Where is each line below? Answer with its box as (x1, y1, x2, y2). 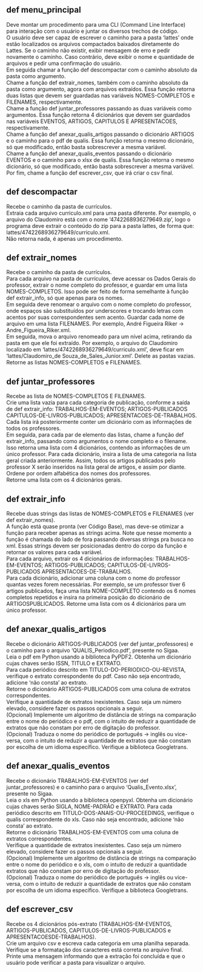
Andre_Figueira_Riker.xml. (6, 327, 72, 334)
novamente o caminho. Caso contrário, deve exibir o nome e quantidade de (6, 53, 195, 60)
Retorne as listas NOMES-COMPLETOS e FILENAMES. (6, 359, 142, 366)
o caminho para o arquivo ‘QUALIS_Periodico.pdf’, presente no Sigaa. (6, 646, 180, 654)
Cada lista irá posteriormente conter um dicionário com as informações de (6, 418, 192, 426)
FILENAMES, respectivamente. (6, 98, 83, 106)
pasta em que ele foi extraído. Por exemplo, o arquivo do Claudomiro (6, 340, 178, 347)
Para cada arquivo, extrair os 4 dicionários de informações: (6, 555, 155, 563)
